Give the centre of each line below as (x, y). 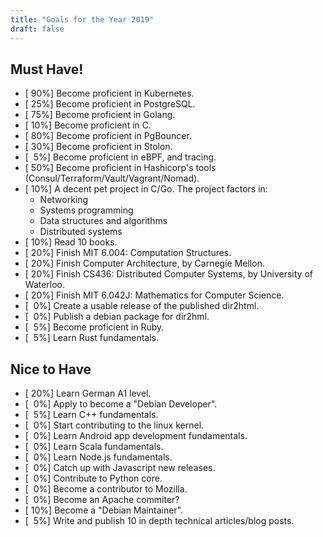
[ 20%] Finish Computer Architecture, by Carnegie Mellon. (144, 263)
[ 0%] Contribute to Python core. (93, 478)
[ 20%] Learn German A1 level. (88, 393)
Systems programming (86, 210)
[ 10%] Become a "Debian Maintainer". (104, 510)
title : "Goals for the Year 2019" (82, 19)
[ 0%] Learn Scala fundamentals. (94, 447)
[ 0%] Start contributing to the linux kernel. (114, 425)
